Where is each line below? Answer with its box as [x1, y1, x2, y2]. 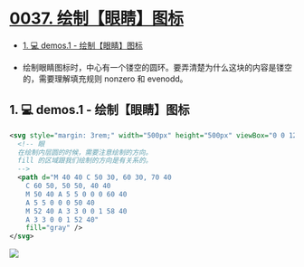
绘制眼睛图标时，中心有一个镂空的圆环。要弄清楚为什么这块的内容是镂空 [22, 62, 292, 72]
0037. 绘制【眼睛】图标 [9, 8, 184, 29]
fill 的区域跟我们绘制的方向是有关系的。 [17, 156, 153, 166]
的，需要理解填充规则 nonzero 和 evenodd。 [22, 73, 188, 84]
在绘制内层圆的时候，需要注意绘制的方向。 [17, 148, 153, 157]
